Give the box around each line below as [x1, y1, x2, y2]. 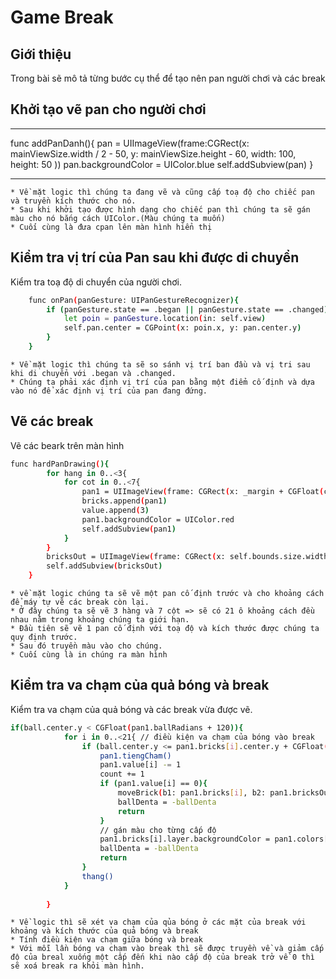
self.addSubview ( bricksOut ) [46, 561, 163, 571]
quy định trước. [10, 632, 78, 643]
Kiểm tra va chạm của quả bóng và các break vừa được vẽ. [10, 703, 253, 715]
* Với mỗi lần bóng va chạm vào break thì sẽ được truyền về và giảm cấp [10, 944, 325, 954]
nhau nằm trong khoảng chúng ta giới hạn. [10, 615, 190, 625]
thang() [81, 871, 114, 881]
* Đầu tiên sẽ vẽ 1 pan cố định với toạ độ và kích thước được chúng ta [10, 624, 320, 634]
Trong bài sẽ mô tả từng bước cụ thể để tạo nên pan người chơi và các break [10, 72, 326, 84]
